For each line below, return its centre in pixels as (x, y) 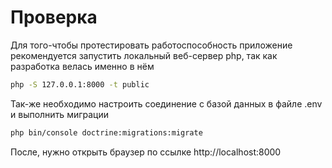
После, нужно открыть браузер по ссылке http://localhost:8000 (146, 152)
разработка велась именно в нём (82, 66)
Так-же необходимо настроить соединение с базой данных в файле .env (166, 103)
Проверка (54, 17)
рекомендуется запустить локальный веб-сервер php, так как (144, 55)
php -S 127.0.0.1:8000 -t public (80, 84)
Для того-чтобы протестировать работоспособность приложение (151, 45)
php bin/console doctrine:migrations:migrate (106, 132)
